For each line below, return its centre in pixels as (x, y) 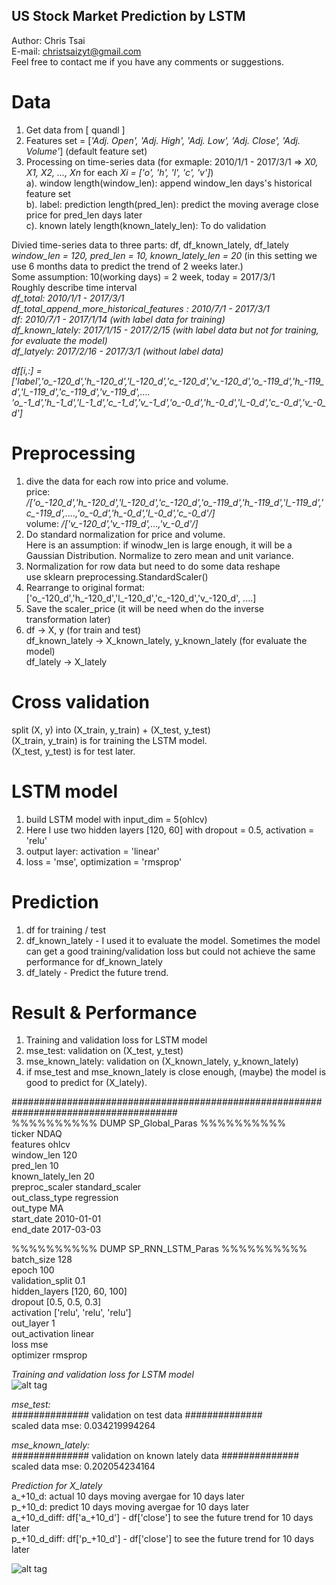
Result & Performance (104, 1012)
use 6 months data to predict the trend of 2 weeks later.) (127, 266)
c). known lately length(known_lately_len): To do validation (146, 225)
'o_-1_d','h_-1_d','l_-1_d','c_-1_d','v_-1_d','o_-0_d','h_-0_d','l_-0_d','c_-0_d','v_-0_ (169, 402)
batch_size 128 (42, 1260)
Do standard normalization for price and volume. (125, 534)
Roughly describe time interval (74, 287)
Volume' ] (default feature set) (86, 151)
